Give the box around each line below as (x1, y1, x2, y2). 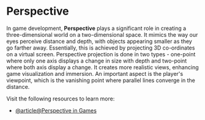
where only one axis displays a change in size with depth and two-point (6, 57, 187, 64)
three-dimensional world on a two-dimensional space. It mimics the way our (6, 31, 198, 38)
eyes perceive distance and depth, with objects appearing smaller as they (6, 37, 193, 45)
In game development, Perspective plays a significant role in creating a (6, 24, 187, 32)
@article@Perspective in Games (15, 107, 97, 114)
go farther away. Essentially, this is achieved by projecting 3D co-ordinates (6, 44, 195, 51)
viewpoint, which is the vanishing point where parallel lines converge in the (6, 77, 196, 84)
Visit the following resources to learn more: (6, 95, 115, 102)
